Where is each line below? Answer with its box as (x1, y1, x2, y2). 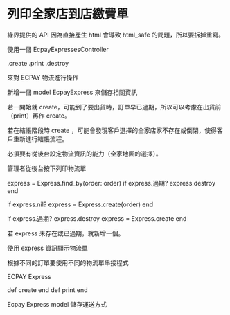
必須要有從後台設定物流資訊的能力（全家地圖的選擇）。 (7, 150, 162, 158)
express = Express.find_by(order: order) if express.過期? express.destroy (7, 179, 216, 187)
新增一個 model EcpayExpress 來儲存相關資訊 (7, 88, 137, 96)
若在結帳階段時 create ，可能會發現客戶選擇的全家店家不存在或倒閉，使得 (7, 126, 217, 134)
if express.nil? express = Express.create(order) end (7, 200, 154, 208)
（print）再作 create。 (7, 111, 71, 120)
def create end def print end (7, 285, 88, 294)
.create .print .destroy (7, 59, 69, 67)
